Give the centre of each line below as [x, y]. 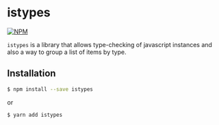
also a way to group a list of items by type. [67, 52]
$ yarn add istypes [35, 115]
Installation [31, 73]
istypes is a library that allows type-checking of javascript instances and [109, 44]
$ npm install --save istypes [50, 89]
